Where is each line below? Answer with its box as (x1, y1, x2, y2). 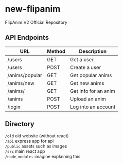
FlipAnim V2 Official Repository (5, 19, 68, 25)
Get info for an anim (70, 87, 115, 94)
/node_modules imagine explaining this (5, 153, 81, 159)
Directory (5, 120, 35, 128)
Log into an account (70, 103, 116, 110)
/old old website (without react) (5, 132, 69, 139)
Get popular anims (70, 72, 112, 79)
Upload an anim (70, 96, 106, 102)
